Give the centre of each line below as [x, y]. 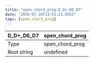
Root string [20, 52]
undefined [56, 52]
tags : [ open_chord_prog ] [31, 19]
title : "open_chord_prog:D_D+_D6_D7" [44, 10]
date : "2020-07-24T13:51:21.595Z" [41, 14]
